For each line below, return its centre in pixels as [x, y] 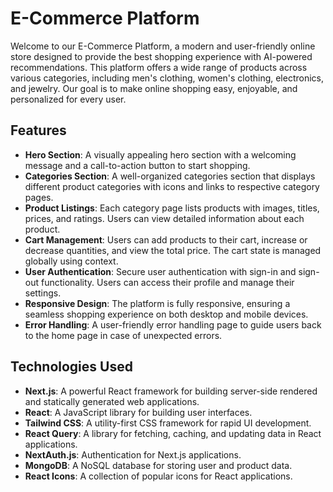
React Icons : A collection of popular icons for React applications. [158, 476]
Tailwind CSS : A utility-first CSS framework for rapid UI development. [168, 423]
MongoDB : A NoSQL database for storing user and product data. [158, 465]
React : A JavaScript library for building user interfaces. [138, 412]
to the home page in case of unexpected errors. [123, 335]
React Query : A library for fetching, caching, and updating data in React [173, 433]
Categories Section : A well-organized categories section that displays [170, 176]
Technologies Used [71, 367]
